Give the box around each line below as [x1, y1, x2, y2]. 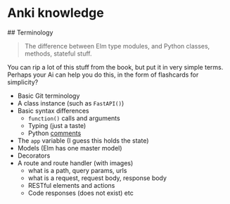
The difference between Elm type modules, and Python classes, [24, 42, 210, 50]
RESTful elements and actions [27, 181, 115, 189]
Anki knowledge [7, 5, 104, 21]
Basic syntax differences [17, 106, 89, 115]
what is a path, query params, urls [27, 166, 127, 174]
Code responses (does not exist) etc [27, 189, 134, 197]
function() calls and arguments [27, 114, 121, 122]
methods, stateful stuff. [24, 49, 93, 58]
